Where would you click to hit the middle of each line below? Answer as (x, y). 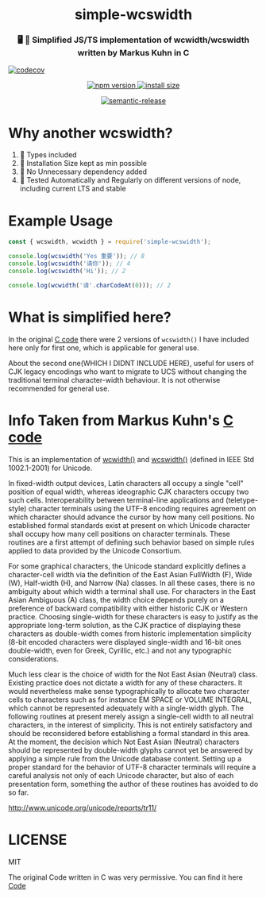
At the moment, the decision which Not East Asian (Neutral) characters (124, 742)
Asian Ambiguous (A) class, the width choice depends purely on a (116, 599)
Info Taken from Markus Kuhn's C (121, 420)
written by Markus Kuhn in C (133, 53)
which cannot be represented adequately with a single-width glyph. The (126, 707)
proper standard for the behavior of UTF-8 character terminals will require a (132, 767)
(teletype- (242, 500)
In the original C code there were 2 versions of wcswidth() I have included (129, 339)
